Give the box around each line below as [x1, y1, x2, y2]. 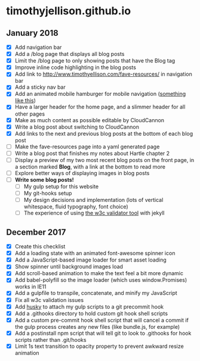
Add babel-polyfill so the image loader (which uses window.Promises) [14, 276, 187, 284]
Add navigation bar [14, 43, 62, 51]
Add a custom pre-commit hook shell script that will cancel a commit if [14, 316, 189, 323]
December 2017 [6, 227, 66, 237]
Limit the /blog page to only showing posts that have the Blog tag [14, 57, 176, 64]
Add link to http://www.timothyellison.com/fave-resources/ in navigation [14, 70, 193, 78]
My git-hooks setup [23, 189, 72, 197]
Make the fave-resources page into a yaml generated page [14, 143, 160, 150]
